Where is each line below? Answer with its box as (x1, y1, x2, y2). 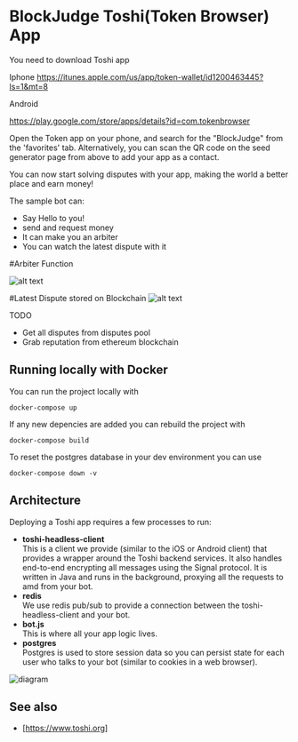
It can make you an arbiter (21, 231, 118, 242)
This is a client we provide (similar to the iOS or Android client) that (21, 543, 268, 554)
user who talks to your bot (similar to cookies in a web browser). (21, 656, 258, 667)
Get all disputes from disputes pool (21, 327, 151, 338)
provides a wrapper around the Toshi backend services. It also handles (21, 553, 283, 563)
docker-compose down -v (9, 468, 98, 477)
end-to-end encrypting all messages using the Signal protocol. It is (21, 562, 268, 572)
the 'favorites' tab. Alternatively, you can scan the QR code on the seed (9, 142, 271, 153)
